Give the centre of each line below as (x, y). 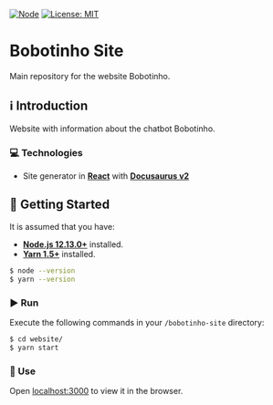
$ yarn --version (42, 279)
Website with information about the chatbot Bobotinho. (113, 129)
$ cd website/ (37, 339)
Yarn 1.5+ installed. (59, 254)
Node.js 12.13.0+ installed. (73, 244)
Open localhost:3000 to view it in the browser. (96, 390)
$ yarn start (34, 348)
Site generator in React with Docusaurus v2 (106, 176)
